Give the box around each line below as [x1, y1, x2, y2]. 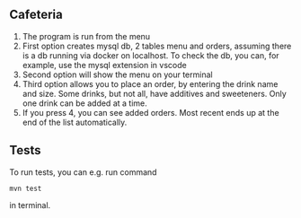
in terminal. [9, 199, 51, 210]
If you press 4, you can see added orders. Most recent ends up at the [22, 107, 280, 118]
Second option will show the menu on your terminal [22, 69, 213, 80]
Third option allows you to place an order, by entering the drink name [22, 78, 279, 89]
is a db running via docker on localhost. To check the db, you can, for [22, 49, 280, 61]
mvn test [9, 184, 42, 193]
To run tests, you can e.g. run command [9, 166, 157, 178]
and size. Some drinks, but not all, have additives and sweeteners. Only [22, 88, 288, 99]
